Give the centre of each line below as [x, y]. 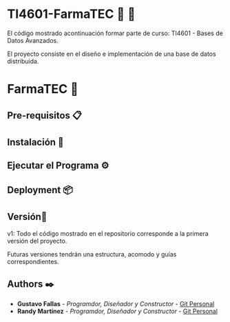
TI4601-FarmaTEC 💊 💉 [71, 14]
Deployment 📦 [40, 190]
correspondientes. [33, 261]
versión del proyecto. [37, 241]
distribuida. [23, 61]
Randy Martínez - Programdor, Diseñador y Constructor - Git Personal [117, 311]
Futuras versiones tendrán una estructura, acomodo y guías [92, 254]
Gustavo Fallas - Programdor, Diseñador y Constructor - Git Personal [116, 304]
